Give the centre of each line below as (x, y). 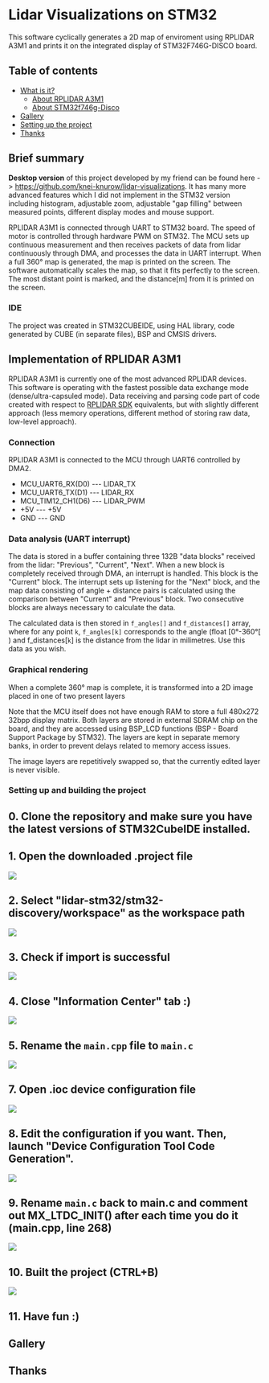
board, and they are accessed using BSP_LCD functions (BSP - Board (123, 728)
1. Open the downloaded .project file (101, 857)
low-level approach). (43, 421)
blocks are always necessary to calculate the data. (92, 608)
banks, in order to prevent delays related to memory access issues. (120, 745)
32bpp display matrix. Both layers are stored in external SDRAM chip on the (133, 720)
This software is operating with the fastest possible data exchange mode (128, 387)
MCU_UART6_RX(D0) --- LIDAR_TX (78, 483)
